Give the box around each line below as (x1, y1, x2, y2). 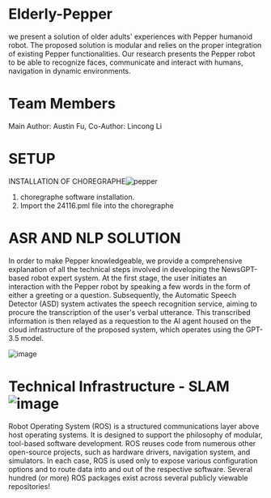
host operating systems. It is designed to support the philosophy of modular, (8, 430, 263, 440)
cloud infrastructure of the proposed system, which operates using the (8, 325, 244, 334)
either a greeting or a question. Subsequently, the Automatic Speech (8, 290, 237, 300)
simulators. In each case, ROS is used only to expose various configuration (8, 455, 258, 466)
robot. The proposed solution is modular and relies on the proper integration (8, 40, 262, 49)
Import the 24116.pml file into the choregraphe (19, 200, 174, 211)
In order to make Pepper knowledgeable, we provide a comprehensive (8, 256, 243, 266)
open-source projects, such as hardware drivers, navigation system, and (8, 447, 251, 457)
